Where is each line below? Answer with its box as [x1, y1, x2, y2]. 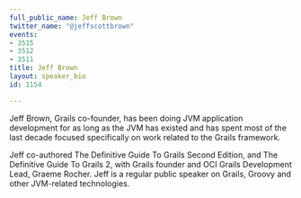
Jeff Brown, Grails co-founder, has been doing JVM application [9, 112, 243, 123]
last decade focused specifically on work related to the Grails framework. [9, 131, 281, 142]
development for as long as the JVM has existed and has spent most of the [9, 122, 288, 133]
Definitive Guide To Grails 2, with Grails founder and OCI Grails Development [9, 158, 292, 169]
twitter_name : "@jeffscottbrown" [9, 22, 135, 31]
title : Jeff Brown [9, 64, 78, 73]
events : [9, 30, 39, 39]
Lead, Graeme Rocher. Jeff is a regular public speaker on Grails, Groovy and [9, 168, 292, 179]
